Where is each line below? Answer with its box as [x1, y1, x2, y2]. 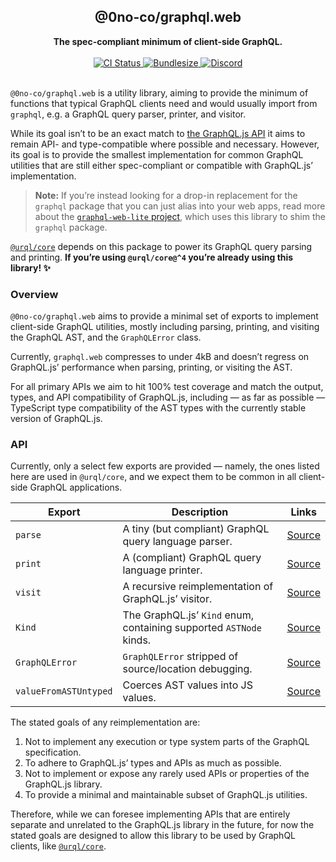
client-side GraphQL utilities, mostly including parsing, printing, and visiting [10, 321, 320, 333]
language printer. [122, 563, 203, 577]
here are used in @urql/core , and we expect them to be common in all [10, 471, 297, 483]
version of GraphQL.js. [10, 413, 103, 425]
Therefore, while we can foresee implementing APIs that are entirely [10, 808, 291, 820]
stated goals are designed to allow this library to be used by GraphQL [10, 830, 297, 842]
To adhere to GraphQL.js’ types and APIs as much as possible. [24, 757, 282, 769]
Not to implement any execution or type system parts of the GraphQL [24, 736, 310, 748]
